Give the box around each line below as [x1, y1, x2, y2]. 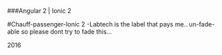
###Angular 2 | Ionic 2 [7, 7, 71, 15]
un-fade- [189, 20, 215, 28]
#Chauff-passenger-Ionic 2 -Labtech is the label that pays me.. [7, 20, 188, 28]
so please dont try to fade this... [20, 28, 112, 36]
